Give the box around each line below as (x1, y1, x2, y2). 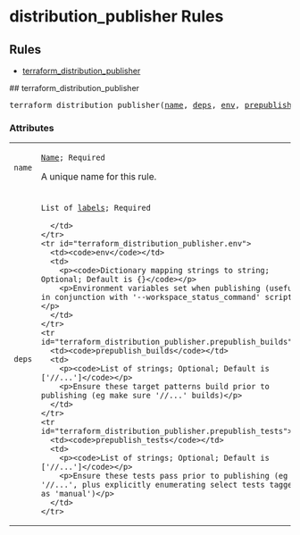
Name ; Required (40, 153, 105, 163)
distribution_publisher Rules (9, 6, 224, 27)
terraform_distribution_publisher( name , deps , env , (9, 100, 241, 110)
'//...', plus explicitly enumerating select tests (40, 480, 265, 490)
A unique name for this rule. (40, 171, 157, 183)
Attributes (9, 121, 54, 134)
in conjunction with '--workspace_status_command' (40, 292, 261, 303)
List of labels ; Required (40, 203, 152, 213)
